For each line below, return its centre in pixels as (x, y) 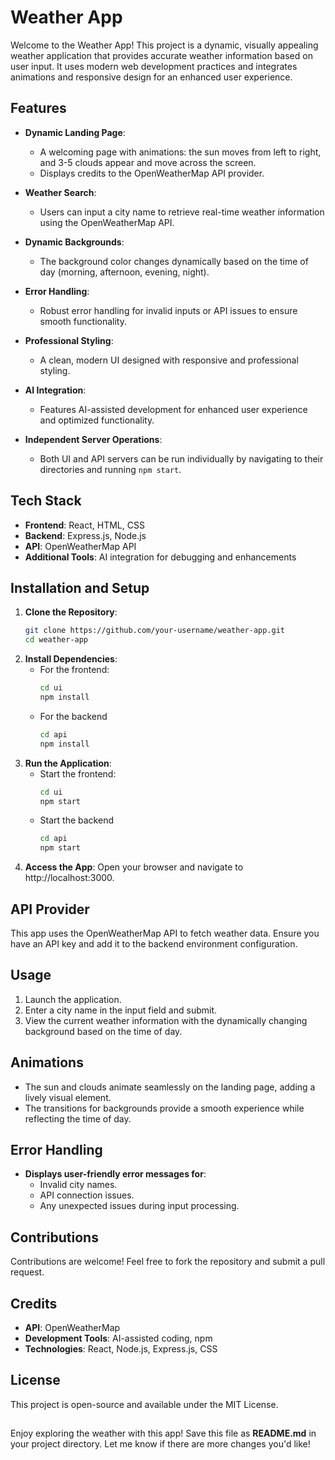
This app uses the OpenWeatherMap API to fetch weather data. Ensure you (165, 933)
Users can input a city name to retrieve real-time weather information (182, 212)
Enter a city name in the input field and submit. (121, 1010)
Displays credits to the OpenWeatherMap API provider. (152, 173)
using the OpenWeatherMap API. (107, 222)
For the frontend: (74, 670)
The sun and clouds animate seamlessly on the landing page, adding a (170, 1087)
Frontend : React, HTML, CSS (84, 525)
